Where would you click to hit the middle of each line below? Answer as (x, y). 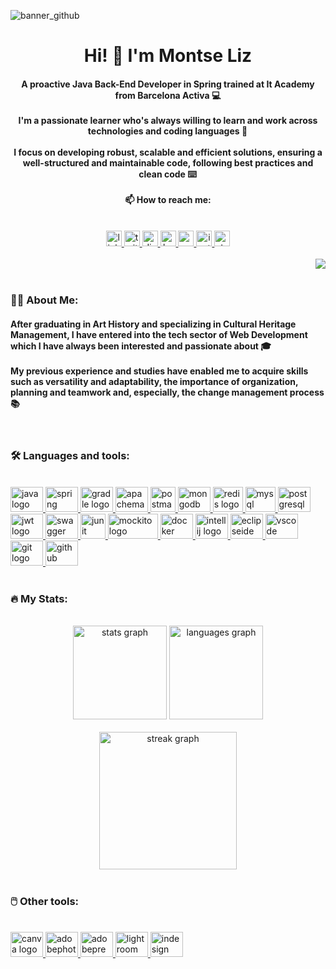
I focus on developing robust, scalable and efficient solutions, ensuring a (168, 152)
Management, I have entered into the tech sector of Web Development (159, 334)
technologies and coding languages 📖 (167, 131)
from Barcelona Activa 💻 (168, 95)
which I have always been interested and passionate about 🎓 (141, 346)
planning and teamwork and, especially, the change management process (167, 392)
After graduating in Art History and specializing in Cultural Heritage (153, 324)
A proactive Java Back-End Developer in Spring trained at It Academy (168, 84)
